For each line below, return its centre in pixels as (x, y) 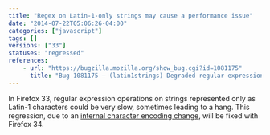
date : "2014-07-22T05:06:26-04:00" (68, 23)
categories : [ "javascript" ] (55, 31)
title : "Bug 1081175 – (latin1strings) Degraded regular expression (147, 76)
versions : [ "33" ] (37, 46)
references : (28, 61)
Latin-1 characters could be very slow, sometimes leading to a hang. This (129, 107)
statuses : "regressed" (46, 53)
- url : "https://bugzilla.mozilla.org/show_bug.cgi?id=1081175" (133, 68)
